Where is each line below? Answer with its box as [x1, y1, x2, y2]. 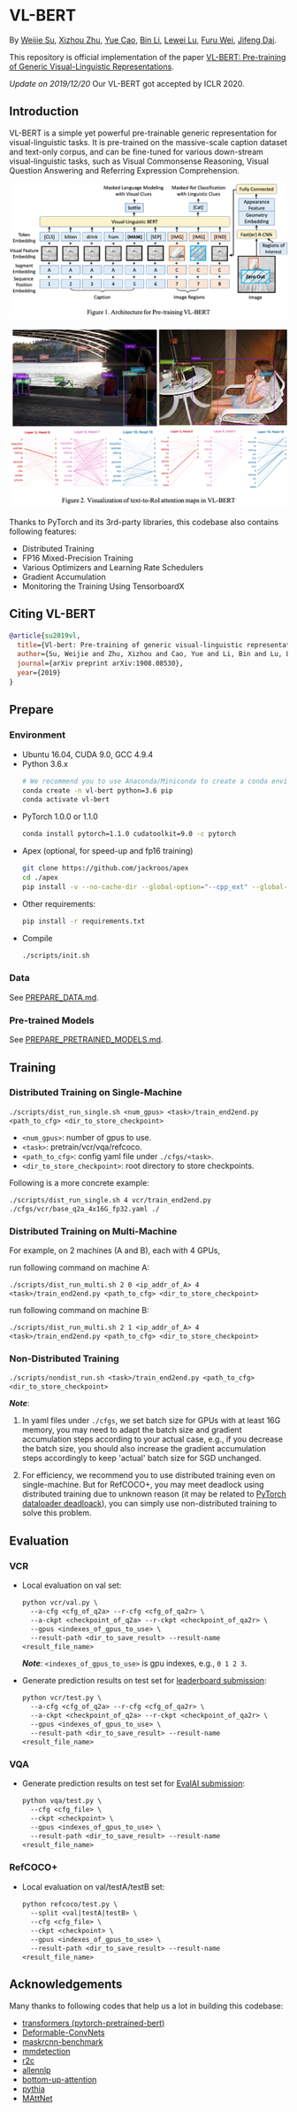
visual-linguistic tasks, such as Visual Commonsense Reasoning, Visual [9, 156, 270, 166]
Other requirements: [21, 898, 95, 909]
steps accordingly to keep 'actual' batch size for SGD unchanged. [21, 1453, 263, 1464]
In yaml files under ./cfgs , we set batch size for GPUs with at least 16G [21, 1415, 281, 1426]
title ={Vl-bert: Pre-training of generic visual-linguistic [17, 640, 243, 649]
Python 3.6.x [21, 758, 69, 769]
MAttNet [21, 2093, 53, 2103]
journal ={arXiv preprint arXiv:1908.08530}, [17, 659, 184, 669]
